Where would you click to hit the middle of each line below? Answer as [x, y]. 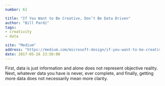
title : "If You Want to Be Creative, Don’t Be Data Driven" [68, 18]
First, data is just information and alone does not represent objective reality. [82, 68]
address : [14, 50]
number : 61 [16, 9]
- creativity [18, 32]
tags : [11, 27]
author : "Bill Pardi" [27, 23]
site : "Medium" [21, 45]
